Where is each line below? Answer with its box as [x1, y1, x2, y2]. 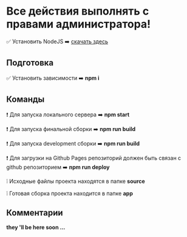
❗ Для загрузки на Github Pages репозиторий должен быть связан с [6, 154, 182, 161]
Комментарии [6, 207, 63, 218]
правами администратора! [6, 17, 151, 31]
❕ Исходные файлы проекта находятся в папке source [6, 177, 146, 185]
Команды [6, 94, 45, 105]
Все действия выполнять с [6, 4, 149, 18]
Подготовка [6, 58, 53, 68]
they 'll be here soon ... [6, 224, 66, 231]
